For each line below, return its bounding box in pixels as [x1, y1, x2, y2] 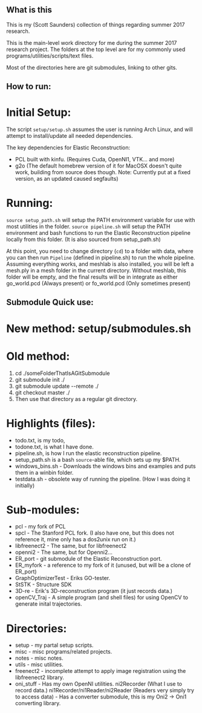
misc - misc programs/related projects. [15, 648, 112, 655]
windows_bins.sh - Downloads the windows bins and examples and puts [15, 462, 196, 470]
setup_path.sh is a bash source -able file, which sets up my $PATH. [15, 456, 181, 463]
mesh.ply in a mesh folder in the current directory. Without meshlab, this [6, 267, 186, 274]
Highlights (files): [6, 416, 96, 430]
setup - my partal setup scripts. [15, 641, 94, 649]
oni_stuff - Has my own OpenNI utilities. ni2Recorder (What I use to [15, 680, 183, 688]
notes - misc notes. [15, 655, 64, 662]
